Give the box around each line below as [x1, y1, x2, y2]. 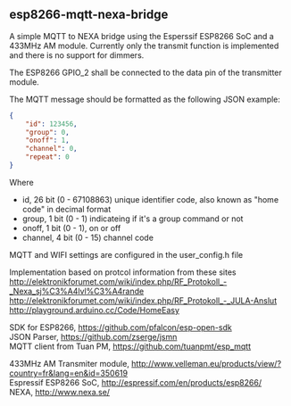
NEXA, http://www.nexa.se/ [9, 386, 110, 397]
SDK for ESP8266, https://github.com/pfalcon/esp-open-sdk [9, 321, 232, 333]
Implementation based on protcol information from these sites [9, 267, 237, 278]
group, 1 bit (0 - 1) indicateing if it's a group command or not [21, 213, 244, 224]
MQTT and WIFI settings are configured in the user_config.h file [9, 249, 244, 260]
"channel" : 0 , [25, 145, 78, 153]
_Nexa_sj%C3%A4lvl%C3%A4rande [9, 286, 145, 296]
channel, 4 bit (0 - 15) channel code [21, 232, 154, 243]
